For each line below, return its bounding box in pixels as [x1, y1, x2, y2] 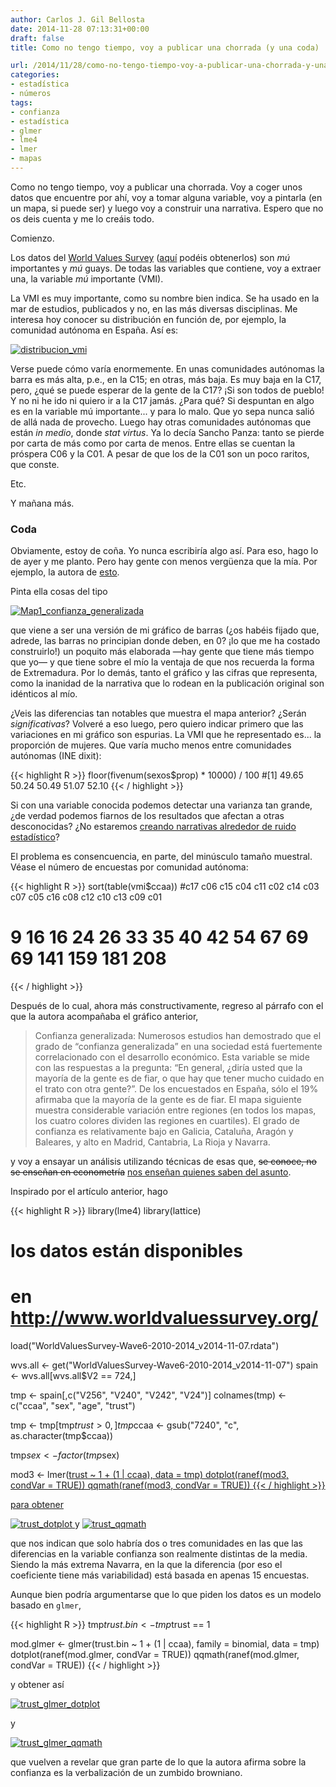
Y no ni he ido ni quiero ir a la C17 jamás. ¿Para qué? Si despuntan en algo [10, 394, 315, 406]
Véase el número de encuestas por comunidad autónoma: [10, 861, 249, 873]
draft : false [10, 33, 65, 43]
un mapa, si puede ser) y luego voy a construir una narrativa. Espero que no [10, 202, 324, 214]
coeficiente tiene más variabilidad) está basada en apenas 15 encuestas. [10, 1569, 310, 1581]
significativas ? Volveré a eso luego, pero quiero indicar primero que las [10, 718, 304, 730]
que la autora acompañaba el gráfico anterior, [10, 1011, 199, 1023]
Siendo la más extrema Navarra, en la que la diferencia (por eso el [10, 1559, 283, 1571]
